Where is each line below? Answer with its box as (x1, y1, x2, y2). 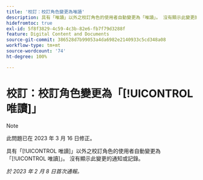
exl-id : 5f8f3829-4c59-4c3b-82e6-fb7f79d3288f (6, 25, 126, 32)
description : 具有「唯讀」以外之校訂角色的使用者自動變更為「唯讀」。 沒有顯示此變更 (6, 14, 195, 20)
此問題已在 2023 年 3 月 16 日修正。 (6, 134, 95, 141)
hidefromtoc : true (6, 20, 53, 26)
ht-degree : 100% (6, 54, 47, 60)
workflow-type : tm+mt (6, 43, 61, 49)
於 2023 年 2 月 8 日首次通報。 (6, 167, 83, 175)
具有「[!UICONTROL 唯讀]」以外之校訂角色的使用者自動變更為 (6, 147, 161, 154)
